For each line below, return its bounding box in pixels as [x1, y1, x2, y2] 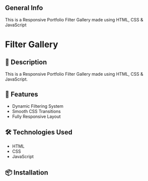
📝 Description [5, 58, 47, 66]
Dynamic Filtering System [12, 103, 64, 109]
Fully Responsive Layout [12, 114, 61, 119]
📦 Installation [5, 168, 49, 177]
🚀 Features [5, 90, 38, 99]
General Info [5, 4, 43, 12]
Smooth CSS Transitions [12, 108, 61, 114]
